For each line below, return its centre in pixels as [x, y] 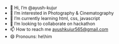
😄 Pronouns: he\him [31, 36]
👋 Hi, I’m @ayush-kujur [33, 8]
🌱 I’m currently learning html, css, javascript [55, 18]
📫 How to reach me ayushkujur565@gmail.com [59, 29]
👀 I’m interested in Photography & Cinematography [62, 13]
